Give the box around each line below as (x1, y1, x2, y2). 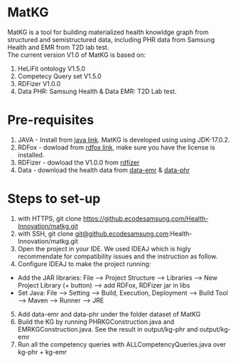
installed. (17, 150, 45, 159)
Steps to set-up (7, 191, 101, 207)
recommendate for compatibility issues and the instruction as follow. (17, 252, 218, 261)
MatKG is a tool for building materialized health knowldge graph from (7, 28, 210, 36)
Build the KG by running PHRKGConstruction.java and (17, 317, 175, 326)
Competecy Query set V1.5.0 (17, 72, 102, 80)
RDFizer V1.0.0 (17, 79, 61, 88)
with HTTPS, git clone (17, 214, 82, 223)
